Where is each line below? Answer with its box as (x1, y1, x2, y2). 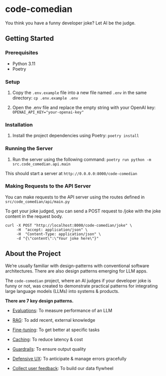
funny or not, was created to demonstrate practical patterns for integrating (5, 282, 158, 289)
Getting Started (5, 34, 54, 43)
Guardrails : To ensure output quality (12, 346, 86, 352)
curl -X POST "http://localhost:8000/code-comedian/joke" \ (5, 223, 133, 228)
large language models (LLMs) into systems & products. (5, 288, 119, 294)
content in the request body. (5, 213, 63, 219)
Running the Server (5, 145, 53, 152)
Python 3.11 (12, 61, 36, 67)
